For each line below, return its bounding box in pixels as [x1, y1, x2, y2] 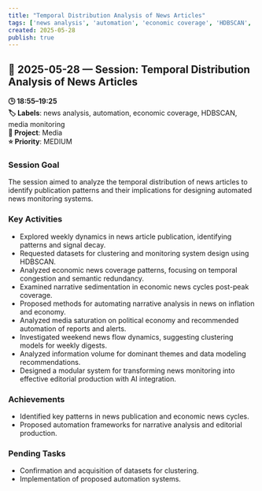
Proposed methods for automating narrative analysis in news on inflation [19, 299, 255, 308]
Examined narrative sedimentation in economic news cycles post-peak [19, 281, 249, 292]
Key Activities [8, 214, 63, 225]
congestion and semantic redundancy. [19, 273, 144, 283]
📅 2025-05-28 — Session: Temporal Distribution [8, 62, 250, 76]
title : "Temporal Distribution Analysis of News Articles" [8, 11, 206, 20]
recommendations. [19, 357, 81, 366]
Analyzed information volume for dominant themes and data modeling [19, 348, 246, 359]
